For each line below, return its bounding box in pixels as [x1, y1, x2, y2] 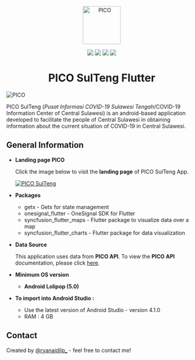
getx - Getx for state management [24, 203, 109, 210]
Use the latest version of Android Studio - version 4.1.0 [24, 306, 160, 313]
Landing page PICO [15, 156, 65, 164]
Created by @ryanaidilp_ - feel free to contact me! [6, 347, 131, 354]
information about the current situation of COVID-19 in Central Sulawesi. [6, 122, 186, 130]
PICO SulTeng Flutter [48, 71, 156, 85]
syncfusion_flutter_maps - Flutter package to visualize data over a [24, 216, 189, 223]
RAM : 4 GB [24, 313, 53, 320]
